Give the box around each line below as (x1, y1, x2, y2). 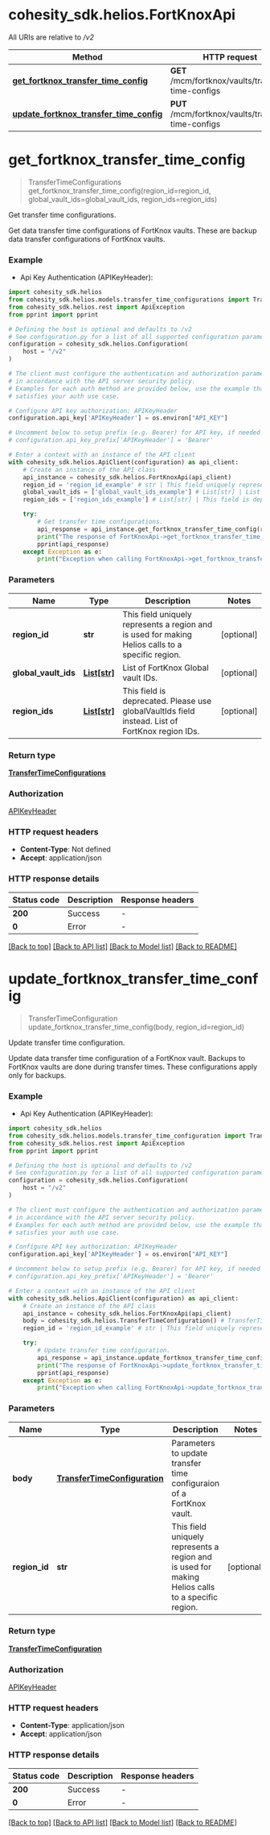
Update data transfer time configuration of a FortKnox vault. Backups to (8, 1053, 246, 1062)
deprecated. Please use (122, 695, 212, 706)
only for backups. (8, 1070, 67, 1080)
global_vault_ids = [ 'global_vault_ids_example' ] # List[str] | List (22, 488, 261, 496)
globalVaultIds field (122, 705, 195, 716)
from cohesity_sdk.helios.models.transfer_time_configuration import (8, 1132, 247, 1140)
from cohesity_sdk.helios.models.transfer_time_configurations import (8, 296, 250, 304)
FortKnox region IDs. (122, 725, 200, 736)
